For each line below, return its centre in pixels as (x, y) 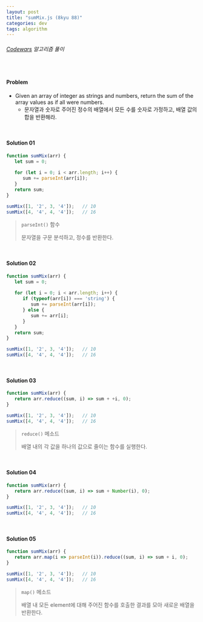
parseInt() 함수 (41, 224)
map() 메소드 (36, 592)
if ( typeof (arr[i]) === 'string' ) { (68, 299)
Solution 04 (21, 473)
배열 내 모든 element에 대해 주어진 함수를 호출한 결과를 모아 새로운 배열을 (108, 604)
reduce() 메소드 (40, 433)
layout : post (23, 12)
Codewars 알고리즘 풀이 (35, 49)
